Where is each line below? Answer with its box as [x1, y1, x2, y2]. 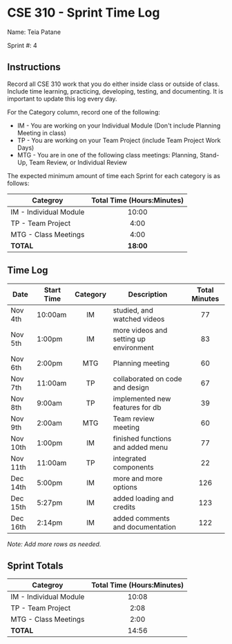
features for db [113, 402, 162, 412]
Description [128, 289, 168, 299]
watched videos [113, 314, 165, 324]
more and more [113, 473, 163, 483]
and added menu [113, 442, 168, 452]
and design [113, 383, 150, 392]
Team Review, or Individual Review [28, 158, 128, 166]
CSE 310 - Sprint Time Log [7, 5, 160, 21]
